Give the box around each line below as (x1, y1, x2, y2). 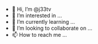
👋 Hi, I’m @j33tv (11, 6, 52, 12)
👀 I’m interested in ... (11, 12, 62, 19)
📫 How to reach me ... (11, 32, 67, 38)
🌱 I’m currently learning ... (11, 18, 75, 25)
